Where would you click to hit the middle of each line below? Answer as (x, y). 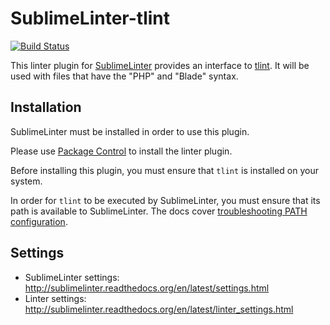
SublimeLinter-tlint (90, 18)
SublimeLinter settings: (72, 277)
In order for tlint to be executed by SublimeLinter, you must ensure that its (165, 200)
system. (26, 181)
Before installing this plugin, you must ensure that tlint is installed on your (164, 170)
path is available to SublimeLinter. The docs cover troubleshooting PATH (159, 211)
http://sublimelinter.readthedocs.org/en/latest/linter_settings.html (159, 309)
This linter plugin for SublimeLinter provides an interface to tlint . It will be (160, 65)
